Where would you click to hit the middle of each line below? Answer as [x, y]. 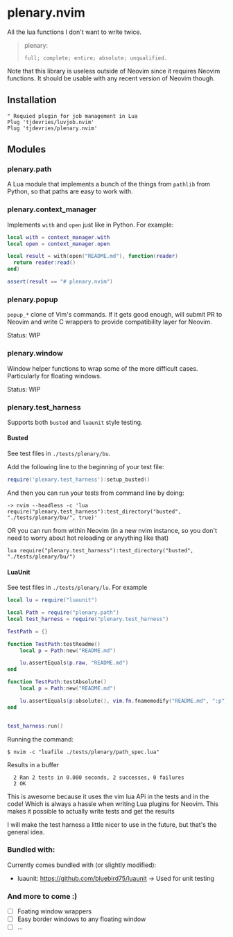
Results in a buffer [33, 764]
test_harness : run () [35, 726]
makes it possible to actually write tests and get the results [91, 811]
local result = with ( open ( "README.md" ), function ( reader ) [93, 256]
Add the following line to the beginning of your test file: [86, 467]
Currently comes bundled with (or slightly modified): [82, 865]
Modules [27, 149]
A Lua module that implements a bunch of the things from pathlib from [109, 184]
